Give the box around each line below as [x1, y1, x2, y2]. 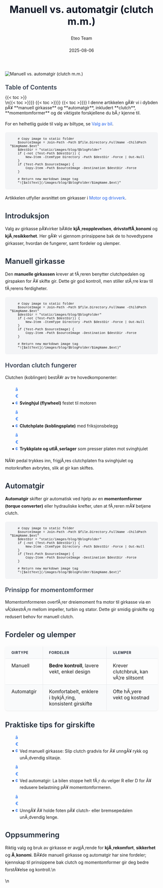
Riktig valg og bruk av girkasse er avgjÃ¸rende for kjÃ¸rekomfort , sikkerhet [5, 845, 156, 851]
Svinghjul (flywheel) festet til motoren [19, 400, 97, 406]
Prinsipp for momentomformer [5, 586, 94, 594]
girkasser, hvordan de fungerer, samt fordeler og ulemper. [5, 240, 121, 246]
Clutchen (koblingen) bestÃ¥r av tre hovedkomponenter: [5, 374, 118, 380]
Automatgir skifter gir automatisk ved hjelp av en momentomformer [5, 495, 142, 501]
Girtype [11, 650, 29, 655]
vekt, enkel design [49, 668, 91, 675]
